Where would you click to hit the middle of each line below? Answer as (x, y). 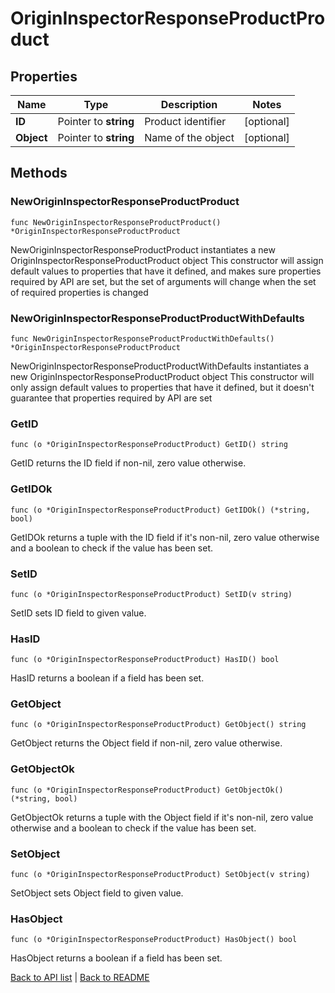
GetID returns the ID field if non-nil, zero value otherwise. (128, 463)
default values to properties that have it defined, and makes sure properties (166, 271)
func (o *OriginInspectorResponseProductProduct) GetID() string (149, 445)
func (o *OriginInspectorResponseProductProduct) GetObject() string (158, 725)
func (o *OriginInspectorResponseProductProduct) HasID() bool (145, 660)
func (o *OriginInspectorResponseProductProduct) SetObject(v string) (160, 875)
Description (189, 104)
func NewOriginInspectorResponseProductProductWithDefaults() (142, 338)
